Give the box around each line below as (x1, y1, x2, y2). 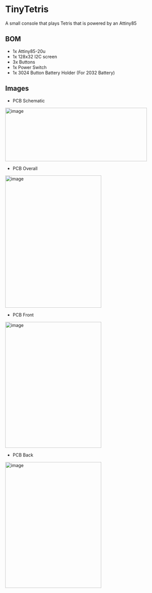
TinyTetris (5, 4, 49, 15)
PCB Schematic (12, 97, 45, 104)
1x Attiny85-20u (12, 48, 46, 54)
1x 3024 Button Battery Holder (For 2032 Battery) (12, 70, 115, 76)
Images (5, 84, 29, 93)
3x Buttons (12, 59, 35, 65)
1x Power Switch (12, 64, 47, 70)
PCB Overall (12, 165, 38, 171)
